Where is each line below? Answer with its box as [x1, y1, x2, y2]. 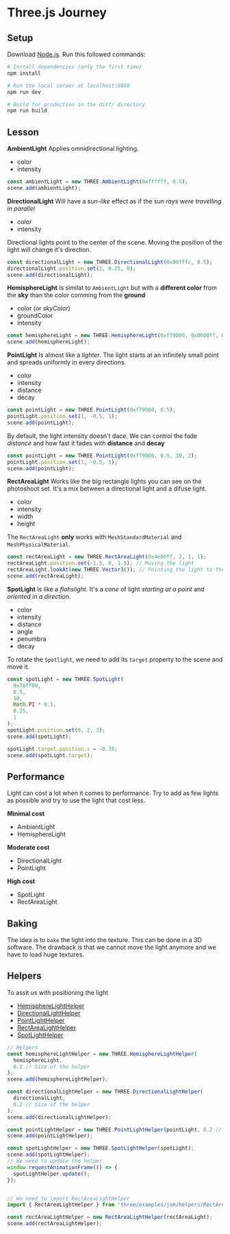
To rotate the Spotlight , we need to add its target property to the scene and [7, 655, 223, 663]
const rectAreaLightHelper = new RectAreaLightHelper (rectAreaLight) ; [7, 1214, 213, 1221]
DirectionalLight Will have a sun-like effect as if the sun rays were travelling [7, 197, 222, 205]
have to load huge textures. [7, 950, 84, 959]
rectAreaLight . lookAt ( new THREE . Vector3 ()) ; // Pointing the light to [7, 567, 213, 573]
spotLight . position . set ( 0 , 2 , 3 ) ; [7, 726, 106, 734]
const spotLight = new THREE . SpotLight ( [7, 676, 125, 682]
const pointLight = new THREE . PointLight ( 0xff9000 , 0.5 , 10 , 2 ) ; [7, 452, 198, 459]
